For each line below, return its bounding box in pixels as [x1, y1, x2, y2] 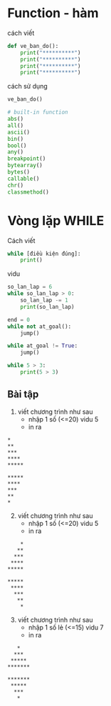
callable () [7, 175, 40, 182]
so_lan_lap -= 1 [20, 297, 69, 304]
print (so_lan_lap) [20, 303, 75, 310]
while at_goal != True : [7, 342, 78, 349]
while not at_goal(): [7, 323, 72, 330]
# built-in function [7, 109, 69, 116]
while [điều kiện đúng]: [7, 250, 81, 257]
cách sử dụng [7, 82, 48, 91]
